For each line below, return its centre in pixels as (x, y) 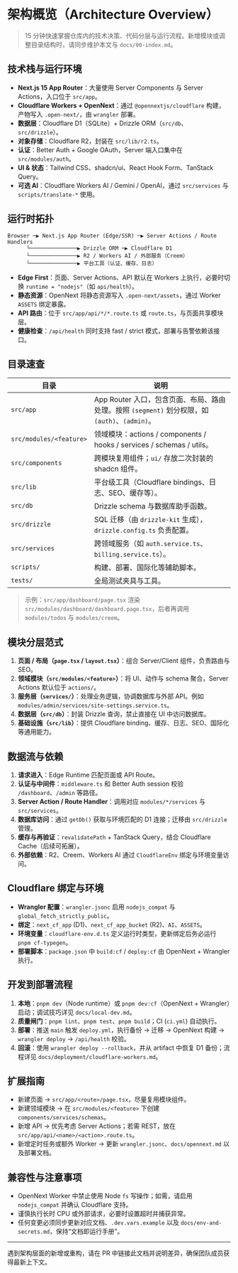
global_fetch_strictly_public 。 (65, 915)
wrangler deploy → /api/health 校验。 (74, 1038)
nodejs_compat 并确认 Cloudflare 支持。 (75, 1205)
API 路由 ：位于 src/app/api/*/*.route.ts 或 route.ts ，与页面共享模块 (120, 313)
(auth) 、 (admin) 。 (125, 421)
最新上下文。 (32, 1262)
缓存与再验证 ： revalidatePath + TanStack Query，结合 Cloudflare (114, 837)
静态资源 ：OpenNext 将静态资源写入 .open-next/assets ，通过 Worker (119, 295)
